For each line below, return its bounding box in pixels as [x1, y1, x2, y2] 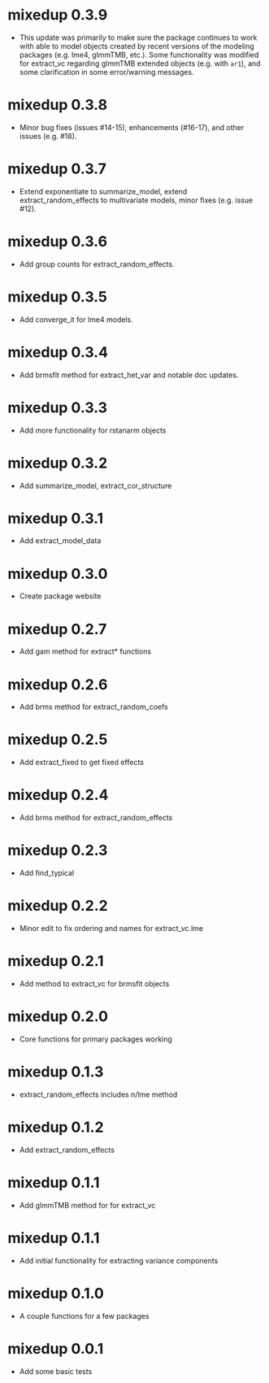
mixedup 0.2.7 [7, 620, 107, 638]
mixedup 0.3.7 [7, 160, 107, 178]
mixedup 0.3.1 [7, 509, 104, 528]
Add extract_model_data [19, 536, 102, 546]
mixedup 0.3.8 [7, 96, 107, 115]
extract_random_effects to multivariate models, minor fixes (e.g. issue [19, 195, 254, 205]
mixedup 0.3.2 [7, 454, 108, 472]
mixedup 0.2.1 [7, 952, 104, 971]
